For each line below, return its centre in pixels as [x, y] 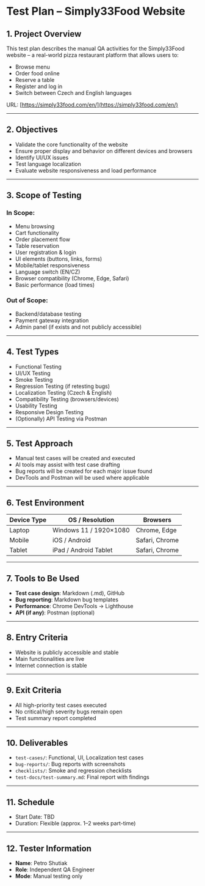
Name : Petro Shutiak [41, 863]
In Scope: [21, 213]
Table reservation [37, 245]
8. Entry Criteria [37, 638]
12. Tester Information [49, 848]
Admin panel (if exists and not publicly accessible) [78, 327]
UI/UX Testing [33, 373]
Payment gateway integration [52, 320]
